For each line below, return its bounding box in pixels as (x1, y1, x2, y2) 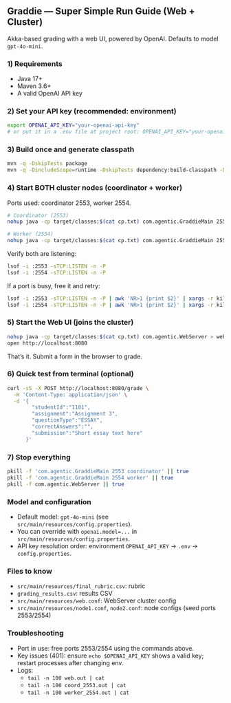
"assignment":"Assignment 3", (32, 411, 118, 418)
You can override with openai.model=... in (16, 527, 137, 535)
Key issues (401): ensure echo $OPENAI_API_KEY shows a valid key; (16, 651, 204, 660)
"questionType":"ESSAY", (32, 417, 103, 424)
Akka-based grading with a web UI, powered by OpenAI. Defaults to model (7, 34, 219, 43)
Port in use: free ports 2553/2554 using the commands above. (16, 644, 195, 652)
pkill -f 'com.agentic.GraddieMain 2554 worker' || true (7, 474, 174, 481)
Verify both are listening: (7, 250, 77, 257)
